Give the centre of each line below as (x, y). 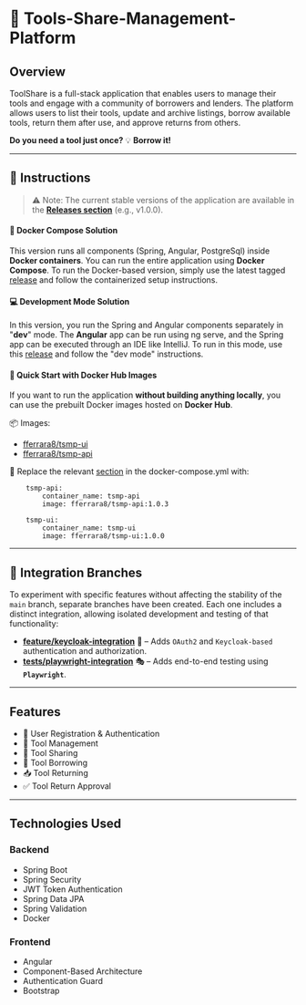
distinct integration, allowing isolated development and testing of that (139, 614)
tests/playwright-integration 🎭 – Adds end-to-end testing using (145, 661)
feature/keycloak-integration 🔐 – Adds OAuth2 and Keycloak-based (148, 641)
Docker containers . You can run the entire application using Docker (137, 261)
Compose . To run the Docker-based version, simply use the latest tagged (148, 270)
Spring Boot (45, 869)
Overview (38, 72)
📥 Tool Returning (55, 773)
